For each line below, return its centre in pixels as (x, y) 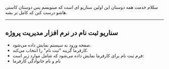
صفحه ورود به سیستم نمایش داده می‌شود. (52, 45)
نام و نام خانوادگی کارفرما (37, 61)
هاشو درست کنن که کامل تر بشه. (36, 12)
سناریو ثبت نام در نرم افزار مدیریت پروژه (62, 33)
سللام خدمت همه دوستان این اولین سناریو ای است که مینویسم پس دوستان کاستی (82, 7)
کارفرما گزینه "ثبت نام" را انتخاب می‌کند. (50, 50)
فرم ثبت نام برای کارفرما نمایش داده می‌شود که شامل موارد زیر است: (78, 55)
